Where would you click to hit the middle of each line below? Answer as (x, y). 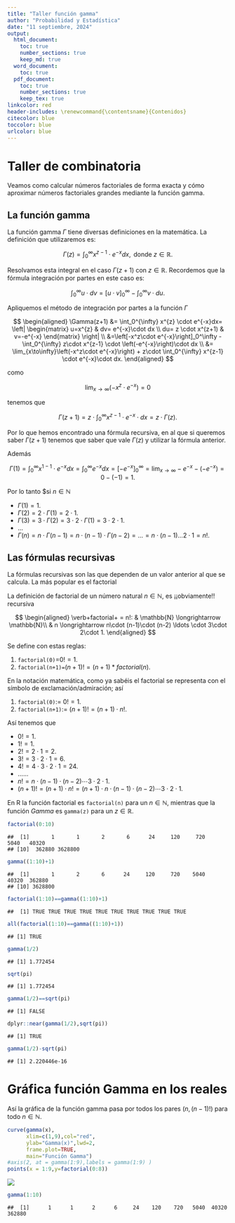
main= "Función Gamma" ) (59, 1156)
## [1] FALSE (26, 1012)
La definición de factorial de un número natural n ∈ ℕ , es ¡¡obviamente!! (111, 596)
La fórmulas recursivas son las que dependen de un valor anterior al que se (116, 575)
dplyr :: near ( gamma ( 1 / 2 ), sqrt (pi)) (58, 1024)
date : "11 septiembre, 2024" (50, 27)
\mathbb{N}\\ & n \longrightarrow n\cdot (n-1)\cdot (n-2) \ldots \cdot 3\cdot (118, 625)
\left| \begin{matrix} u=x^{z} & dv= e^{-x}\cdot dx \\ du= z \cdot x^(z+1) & (118, 329)
